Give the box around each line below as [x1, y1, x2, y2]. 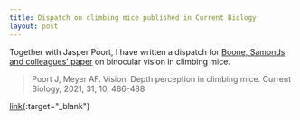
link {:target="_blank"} [9, 100, 90, 111]
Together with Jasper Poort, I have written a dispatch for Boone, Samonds [9, 46, 286, 57]
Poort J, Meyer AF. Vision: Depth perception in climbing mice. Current [31, 73, 292, 84]
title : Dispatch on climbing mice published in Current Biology [9, 13, 257, 23]
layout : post [9, 22, 59, 31]
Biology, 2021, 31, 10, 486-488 [31, 83, 145, 94]
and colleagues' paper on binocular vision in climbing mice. [9, 56, 230, 67]
